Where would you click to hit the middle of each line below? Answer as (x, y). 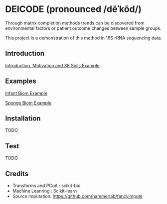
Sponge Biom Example (28, 102)
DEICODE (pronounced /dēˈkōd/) (74, 9)
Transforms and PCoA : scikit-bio (46, 186)
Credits (17, 173)
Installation (23, 118)
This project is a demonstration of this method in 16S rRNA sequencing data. (83, 38)
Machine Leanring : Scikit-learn (45, 191)
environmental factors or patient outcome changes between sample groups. (83, 28)
